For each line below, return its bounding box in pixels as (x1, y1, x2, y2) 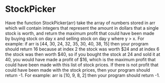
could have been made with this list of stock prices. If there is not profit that (5, 62, 159, 68)
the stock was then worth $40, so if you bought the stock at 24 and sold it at (5, 51, 161, 57)
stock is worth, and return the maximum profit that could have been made (5, 30, 155, 36)
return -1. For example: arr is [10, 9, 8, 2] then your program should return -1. (5, 72, 160, 78)
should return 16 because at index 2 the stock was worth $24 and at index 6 (5, 46, 160, 52)
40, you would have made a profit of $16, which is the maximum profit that (5, 56, 156, 62)
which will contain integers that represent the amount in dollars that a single (5, 25, 159, 31)
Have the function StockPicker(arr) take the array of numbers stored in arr (5, 20, 156, 26)
